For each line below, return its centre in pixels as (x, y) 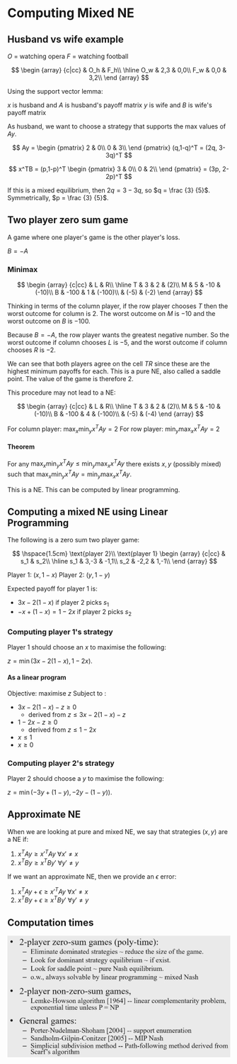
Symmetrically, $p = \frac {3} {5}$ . (58, 198)
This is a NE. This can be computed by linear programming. (94, 489)
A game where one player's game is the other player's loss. (94, 237)
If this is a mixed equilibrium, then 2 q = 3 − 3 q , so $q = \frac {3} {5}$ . (109, 190)
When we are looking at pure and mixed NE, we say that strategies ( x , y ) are (118, 831)
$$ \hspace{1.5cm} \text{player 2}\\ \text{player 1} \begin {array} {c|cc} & (119, 554)
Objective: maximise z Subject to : (57, 693)
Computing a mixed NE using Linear (88, 512)
